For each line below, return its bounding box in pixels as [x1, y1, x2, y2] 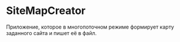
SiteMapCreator [6, 4, 86, 17]
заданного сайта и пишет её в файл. [6, 29, 97, 36]
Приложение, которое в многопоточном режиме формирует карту [6, 23, 175, 30]
